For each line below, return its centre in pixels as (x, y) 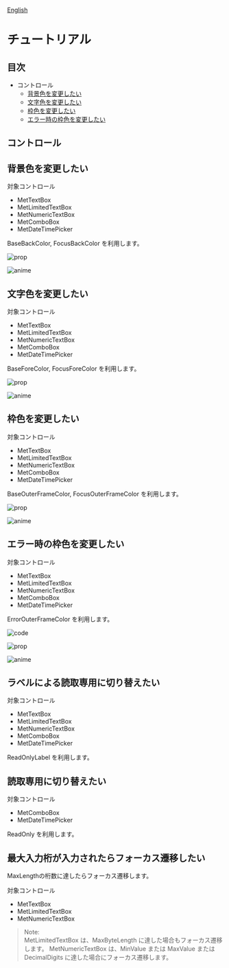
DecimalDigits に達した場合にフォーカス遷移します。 (98, 958)
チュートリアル (49, 40)
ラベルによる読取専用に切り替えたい (84, 683)
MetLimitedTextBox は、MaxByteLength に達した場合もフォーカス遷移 (123, 941)
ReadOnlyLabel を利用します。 (50, 757)
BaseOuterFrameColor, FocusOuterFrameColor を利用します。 (95, 494)
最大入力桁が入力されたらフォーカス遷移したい (106, 858)
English (17, 10)
